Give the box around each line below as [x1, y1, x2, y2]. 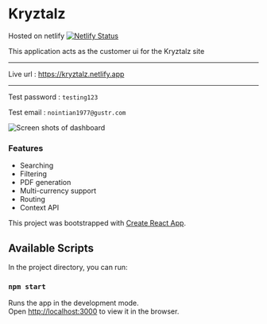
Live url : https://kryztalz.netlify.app [8, 69, 125, 79]
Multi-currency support [19, 186, 97, 195]
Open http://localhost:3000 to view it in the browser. [8, 307, 180, 316]
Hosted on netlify [8, 31, 65, 40]
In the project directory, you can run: [8, 263, 128, 272]
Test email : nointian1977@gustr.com [8, 107, 126, 117]
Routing [19, 195, 46, 204]
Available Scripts [8, 241, 94, 255]
